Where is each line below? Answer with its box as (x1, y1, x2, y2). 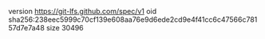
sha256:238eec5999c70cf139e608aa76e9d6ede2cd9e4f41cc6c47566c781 (8, 15, 258, 24)
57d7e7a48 (8, 23, 45, 32)
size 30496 (46, 23, 84, 32)
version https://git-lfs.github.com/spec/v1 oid (8, 7, 157, 16)
